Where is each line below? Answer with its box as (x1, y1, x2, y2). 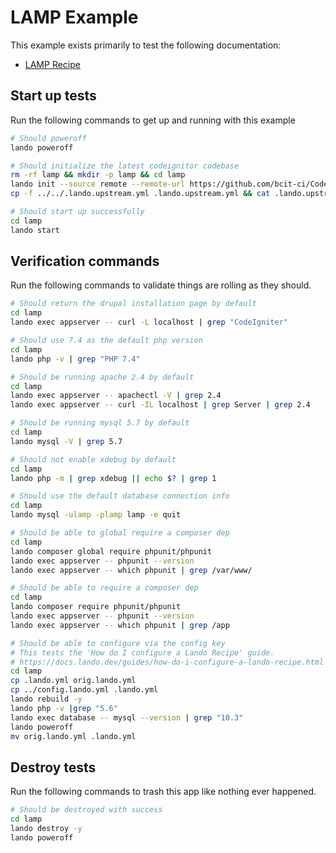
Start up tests (10, 87, 97, 105)
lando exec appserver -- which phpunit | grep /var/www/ (10, 565, 253, 575)
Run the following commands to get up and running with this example (10, 114, 296, 126)
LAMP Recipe (24, 58, 81, 70)
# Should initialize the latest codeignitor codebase (10, 161, 240, 171)
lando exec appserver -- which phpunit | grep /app (10, 620, 230, 630)
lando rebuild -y (10, 694, 83, 705)
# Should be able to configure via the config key (10, 638, 226, 648)
